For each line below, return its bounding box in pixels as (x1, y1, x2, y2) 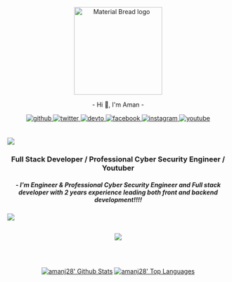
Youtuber (101, 163, 135, 173)
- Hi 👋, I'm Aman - (92, 100, 144, 109)
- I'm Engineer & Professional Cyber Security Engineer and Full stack (15, 180, 221, 189)
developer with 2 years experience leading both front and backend (18, 188, 218, 196)
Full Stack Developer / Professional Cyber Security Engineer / (11, 154, 226, 164)
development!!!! (94, 195, 143, 203)
